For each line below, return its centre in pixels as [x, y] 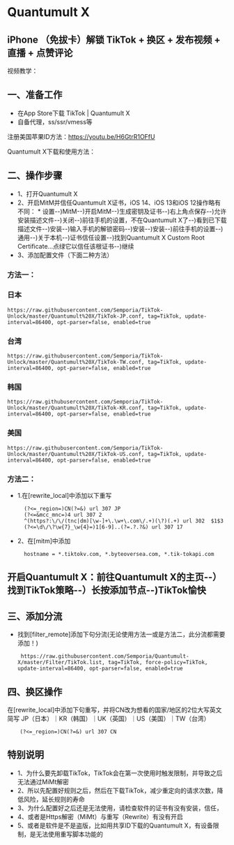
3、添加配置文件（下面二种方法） [65, 255]
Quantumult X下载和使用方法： [52, 152]
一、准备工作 [35, 95]
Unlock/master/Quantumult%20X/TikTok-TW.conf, [76, 362]
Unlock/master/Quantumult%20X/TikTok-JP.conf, [76, 316]
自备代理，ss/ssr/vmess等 [55, 122]
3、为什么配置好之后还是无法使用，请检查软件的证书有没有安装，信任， [120, 808]
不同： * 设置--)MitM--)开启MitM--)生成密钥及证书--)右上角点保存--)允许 [122, 211]
